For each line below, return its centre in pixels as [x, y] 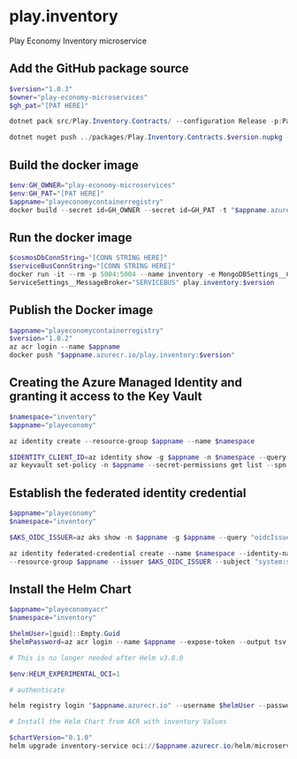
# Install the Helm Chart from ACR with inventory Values [118, 722]
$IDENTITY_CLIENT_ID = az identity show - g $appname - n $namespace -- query [148, 457]
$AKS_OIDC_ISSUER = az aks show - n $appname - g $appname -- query [128, 537]
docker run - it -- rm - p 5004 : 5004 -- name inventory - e [112, 274]
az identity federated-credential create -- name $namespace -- [128, 553]
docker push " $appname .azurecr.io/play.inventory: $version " [122, 356]
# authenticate [37, 690]
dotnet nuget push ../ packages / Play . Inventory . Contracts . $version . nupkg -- [152, 138]
